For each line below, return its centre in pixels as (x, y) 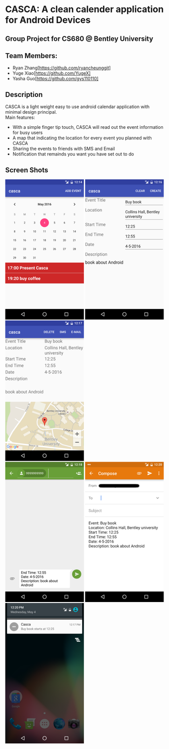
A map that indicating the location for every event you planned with (82, 138)
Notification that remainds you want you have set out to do (73, 154)
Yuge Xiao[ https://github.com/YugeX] (52, 73)
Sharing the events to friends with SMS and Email (64, 149)
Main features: (20, 118)
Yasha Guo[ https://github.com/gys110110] (56, 79)
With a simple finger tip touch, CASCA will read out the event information (88, 127)
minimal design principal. (31, 112)
